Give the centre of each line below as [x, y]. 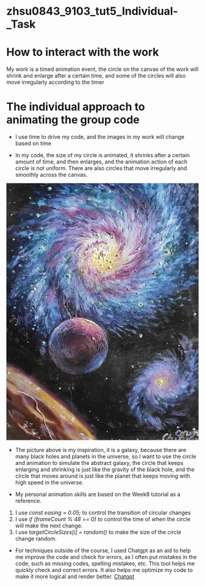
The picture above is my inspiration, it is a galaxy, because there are [101, 450]
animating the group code [73, 120]
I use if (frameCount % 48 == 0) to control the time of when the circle [103, 519]
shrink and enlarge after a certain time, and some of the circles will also [96, 76]
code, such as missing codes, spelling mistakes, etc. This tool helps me [105, 563]
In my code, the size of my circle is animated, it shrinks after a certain [103, 155]
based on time [33, 143]
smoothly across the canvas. [51, 175]
